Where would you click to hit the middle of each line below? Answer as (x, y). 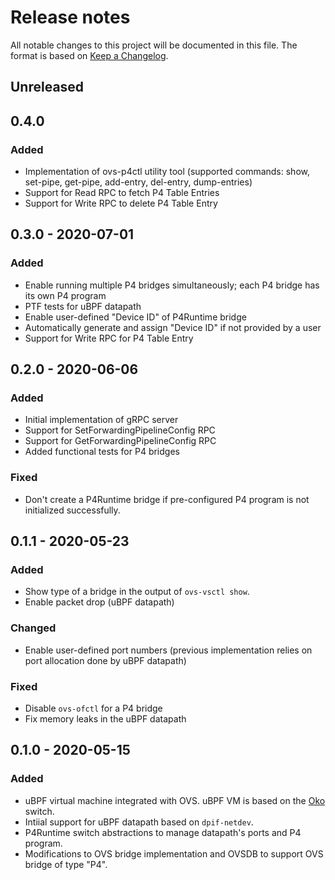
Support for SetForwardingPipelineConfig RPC (120, 430)
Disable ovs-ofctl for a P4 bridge (93, 708)
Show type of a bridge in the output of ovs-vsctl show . (137, 592)
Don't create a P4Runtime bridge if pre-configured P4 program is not (167, 499)
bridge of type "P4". (66, 864)
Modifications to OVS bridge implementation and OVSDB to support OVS (174, 853)
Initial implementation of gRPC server (101, 420)
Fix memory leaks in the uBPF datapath (105, 718)
